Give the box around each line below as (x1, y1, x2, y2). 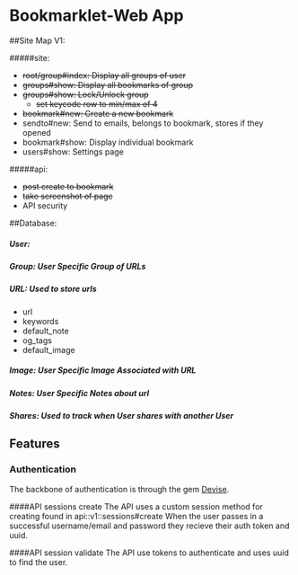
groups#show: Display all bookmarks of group (22, 79, 194, 90)
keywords (22, 315, 59, 326)
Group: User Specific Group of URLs (9, 261, 146, 271)
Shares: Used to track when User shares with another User (9, 411, 234, 420)
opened (22, 127, 51, 137)
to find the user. (9, 556, 68, 567)
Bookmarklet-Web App (9, 5, 184, 26)
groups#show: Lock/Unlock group (22, 89, 150, 100)
